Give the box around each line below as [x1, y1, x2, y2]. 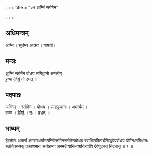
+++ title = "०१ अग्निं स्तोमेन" [5, 5, 59, 10]
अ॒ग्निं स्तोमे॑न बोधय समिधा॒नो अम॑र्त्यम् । [5, 70, 66, 76]
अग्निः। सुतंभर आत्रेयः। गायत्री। [5, 42, 56, 48]
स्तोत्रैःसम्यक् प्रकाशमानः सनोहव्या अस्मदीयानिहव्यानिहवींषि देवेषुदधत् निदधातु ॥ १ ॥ [5, 143, 133, 149]
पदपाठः [5, 91, 22, 99]
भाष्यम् [5, 124, 20, 133]
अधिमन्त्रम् [5, 29, 29, 37]
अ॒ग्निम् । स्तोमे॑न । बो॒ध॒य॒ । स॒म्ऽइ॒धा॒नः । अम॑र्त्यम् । [5, 104, 88, 110]
